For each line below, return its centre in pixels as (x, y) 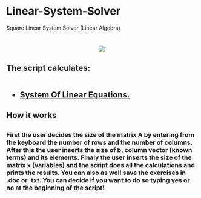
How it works (31, 115)
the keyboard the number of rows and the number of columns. (99, 142)
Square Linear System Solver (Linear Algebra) (64, 28)
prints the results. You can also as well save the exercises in (96, 173)
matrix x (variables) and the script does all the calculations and (101, 165)
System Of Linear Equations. (75, 95)
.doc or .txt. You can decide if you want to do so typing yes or (98, 180)
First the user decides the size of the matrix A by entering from (100, 135)
